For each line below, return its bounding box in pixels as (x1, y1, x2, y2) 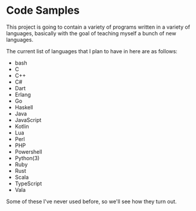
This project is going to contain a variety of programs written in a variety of (6, 23, 191, 30)
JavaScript (14, 116, 42, 123)
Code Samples (6, 4, 80, 17)
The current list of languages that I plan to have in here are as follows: (6, 47, 178, 54)
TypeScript (14, 180, 42, 187)
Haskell (14, 103, 33, 111)
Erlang (14, 91, 31, 98)
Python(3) (14, 154, 40, 161)
